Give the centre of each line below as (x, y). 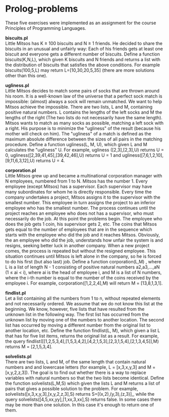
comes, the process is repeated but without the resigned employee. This (81, 251)
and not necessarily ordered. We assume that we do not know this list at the (84, 303)
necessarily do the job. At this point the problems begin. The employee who (84, 218)
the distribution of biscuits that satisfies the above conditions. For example (83, 65)
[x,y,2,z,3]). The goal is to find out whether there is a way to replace (76, 373)
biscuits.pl (17, 38)
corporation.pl (21, 170)
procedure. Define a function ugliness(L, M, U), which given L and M (76, 144)
